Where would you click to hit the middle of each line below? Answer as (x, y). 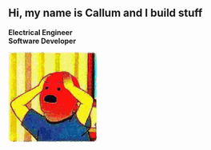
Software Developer (42, 41)
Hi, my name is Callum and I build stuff (105, 13)
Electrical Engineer (41, 32)
